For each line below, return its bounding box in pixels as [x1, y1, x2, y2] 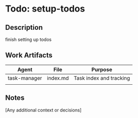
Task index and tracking [74, 74, 130, 81]
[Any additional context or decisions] [5, 107, 82, 113]
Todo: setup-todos [5, 3, 85, 15]
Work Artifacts [5, 51, 53, 60]
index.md [47, 74, 69, 81]
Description [5, 23, 43, 32]
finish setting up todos [5, 36, 52, 42]
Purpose [91, 66, 112, 73]
